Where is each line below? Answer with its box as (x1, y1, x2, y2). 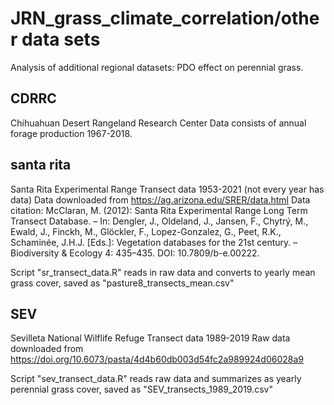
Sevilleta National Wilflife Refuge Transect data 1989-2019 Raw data (10, 332, 291, 344)
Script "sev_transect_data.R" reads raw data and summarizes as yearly (10, 373, 302, 385)
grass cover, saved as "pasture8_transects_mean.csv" (10, 277, 235, 289)
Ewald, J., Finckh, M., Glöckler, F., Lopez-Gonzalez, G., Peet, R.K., (10, 225, 282, 237)
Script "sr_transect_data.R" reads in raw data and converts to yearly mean (10, 266, 316, 278)
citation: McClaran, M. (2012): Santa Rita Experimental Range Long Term (10, 204, 308, 216)
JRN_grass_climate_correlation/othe (10, 7, 320, 30)
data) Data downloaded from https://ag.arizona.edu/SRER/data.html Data (10, 193, 311, 206)
